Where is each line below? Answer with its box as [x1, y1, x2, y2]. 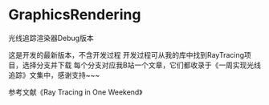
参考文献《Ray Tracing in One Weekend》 [8, 87, 143, 97]
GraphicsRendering [8, 6, 141, 24]
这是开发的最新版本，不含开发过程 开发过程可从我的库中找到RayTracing [8, 50, 245, 59]
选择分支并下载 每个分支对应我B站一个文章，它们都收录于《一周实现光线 [22, 60, 262, 70]
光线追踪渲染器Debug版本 [8, 33, 94, 42]
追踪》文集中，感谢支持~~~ [8, 70, 100, 79]
